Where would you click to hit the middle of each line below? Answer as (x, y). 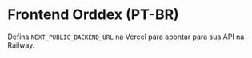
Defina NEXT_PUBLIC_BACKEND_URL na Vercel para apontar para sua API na (126, 37)
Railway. (21, 44)
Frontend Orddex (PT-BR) (93, 15)
